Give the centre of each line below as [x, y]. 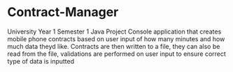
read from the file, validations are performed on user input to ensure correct [116, 54]
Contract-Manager [63, 12]
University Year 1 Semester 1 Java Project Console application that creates [114, 31]
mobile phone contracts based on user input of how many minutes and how [116, 38]
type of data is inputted [41, 61]
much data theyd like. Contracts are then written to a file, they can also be [114, 46]
